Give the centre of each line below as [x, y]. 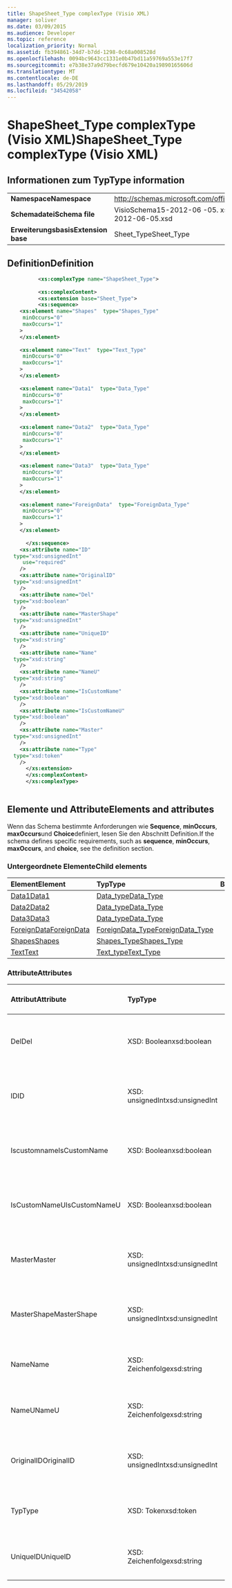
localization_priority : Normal [52, 46]
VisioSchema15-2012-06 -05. [166, 210]
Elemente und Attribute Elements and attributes [111, 810]
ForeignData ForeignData [50, 930]
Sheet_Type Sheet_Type [152, 234]
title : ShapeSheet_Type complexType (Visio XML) [78, 14]
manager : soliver [32, 20]
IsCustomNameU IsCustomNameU [66, 1205]
